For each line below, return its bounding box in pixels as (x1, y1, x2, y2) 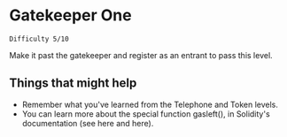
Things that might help (9, 76, 137, 91)
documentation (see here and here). (21, 118, 154, 128)
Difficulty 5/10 (9, 34, 69, 43)
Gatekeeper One (9, 5, 132, 26)
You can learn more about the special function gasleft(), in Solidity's (21, 108, 270, 119)
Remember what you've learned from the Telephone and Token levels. (21, 99, 279, 110)
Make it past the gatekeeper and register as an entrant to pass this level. (9, 49, 273, 60)
